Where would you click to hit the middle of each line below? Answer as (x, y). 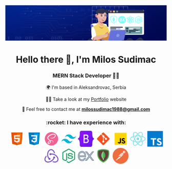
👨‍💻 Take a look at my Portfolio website (86, 99)
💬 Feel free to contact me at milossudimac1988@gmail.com (86, 109)
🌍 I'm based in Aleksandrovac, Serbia (86, 87)
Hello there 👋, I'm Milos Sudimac (86, 60)
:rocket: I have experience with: (86, 122)
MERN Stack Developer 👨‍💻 (86, 76)
